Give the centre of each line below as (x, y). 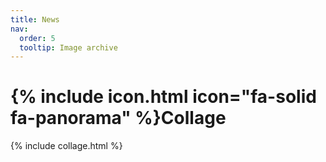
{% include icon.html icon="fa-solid (163, 97)
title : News (35, 19)
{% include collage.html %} (66, 146)
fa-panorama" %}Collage (118, 118)
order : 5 (37, 38)
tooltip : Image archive (68, 47)
